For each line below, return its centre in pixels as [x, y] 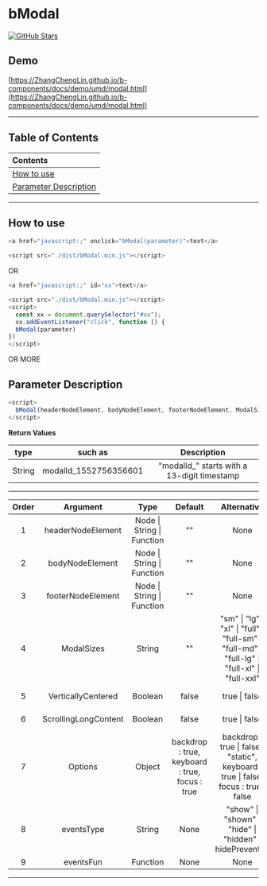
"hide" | [242, 829]
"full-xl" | [242, 668]
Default [190, 507]
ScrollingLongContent [83, 718]
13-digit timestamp [203, 475]
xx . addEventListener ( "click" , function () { [90, 322]
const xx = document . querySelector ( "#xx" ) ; [88, 315]
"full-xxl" [242, 678]
